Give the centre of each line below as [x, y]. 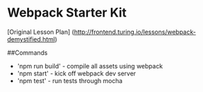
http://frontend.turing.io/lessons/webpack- [135, 32]
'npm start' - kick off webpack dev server [77, 73]
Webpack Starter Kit [67, 13]
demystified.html [31, 39]
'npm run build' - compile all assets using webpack [90, 66]
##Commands [27, 53]
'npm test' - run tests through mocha [70, 80]
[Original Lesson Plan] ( [41, 32]
